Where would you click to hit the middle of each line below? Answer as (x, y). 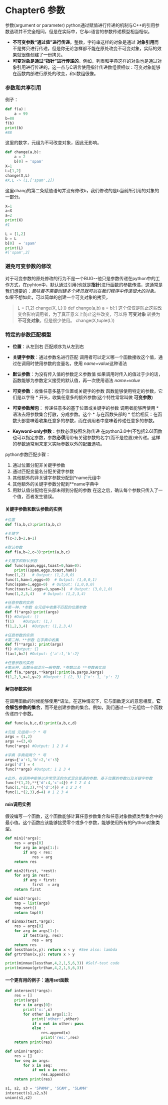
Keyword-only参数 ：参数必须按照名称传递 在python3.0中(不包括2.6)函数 (87, 431)
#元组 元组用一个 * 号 (26, 732)
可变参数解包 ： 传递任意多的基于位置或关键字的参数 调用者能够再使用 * (85, 408)
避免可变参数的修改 (28, 267)
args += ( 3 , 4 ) (19, 742)
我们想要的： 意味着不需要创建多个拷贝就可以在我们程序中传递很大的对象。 (82, 291)
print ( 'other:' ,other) (55, 1019)
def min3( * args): (23, 898)
